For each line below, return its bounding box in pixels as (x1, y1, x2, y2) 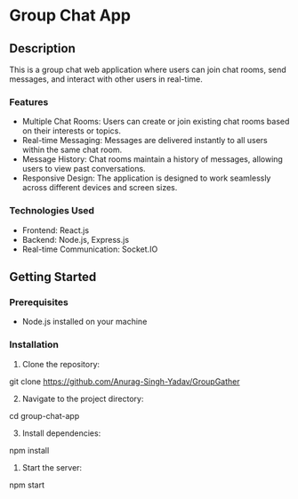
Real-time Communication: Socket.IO (21, 244, 158, 254)
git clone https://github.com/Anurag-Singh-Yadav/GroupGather (9, 375, 240, 387)
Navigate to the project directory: (21, 393, 144, 404)
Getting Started (9, 269, 97, 285)
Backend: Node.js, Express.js (21, 234, 130, 245)
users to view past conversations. (21, 164, 146, 174)
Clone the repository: (21, 358, 101, 369)
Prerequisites (9, 295, 68, 308)
